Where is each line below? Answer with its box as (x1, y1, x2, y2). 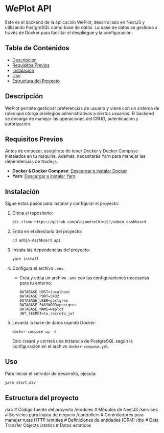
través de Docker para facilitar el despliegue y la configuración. (5, 29, 133, 35)
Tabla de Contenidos (5, 44, 70, 52)
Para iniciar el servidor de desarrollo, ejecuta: (5, 371, 97, 376)
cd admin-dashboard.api (12, 238, 61, 243)
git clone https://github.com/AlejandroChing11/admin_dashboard (12, 220, 146, 225)
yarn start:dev (5, 380, 36, 385)
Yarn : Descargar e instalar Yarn (12, 173, 76, 179)
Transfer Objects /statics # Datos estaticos (5, 422, 92, 428)
